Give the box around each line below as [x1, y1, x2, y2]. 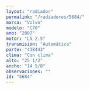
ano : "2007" [6, 30, 35, 36]
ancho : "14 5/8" [6, 63, 46, 69]
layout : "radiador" [6, 8, 54, 15]
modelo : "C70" [6, 25, 41, 31]
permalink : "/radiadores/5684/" [6, 14, 85, 20]
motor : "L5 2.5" [6, 36, 46, 42]
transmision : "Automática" [6, 42, 72, 47]
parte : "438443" [6, 47, 46, 53]
